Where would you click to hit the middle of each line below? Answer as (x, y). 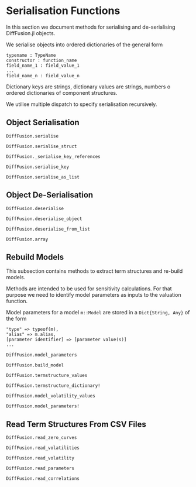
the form (16, 319)
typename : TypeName (31, 55)
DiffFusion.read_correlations (43, 479)
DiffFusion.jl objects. (31, 33)
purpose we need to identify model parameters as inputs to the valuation (94, 295)
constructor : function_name (42, 60)
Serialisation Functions (63, 11)
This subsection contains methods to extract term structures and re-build (94, 271)
